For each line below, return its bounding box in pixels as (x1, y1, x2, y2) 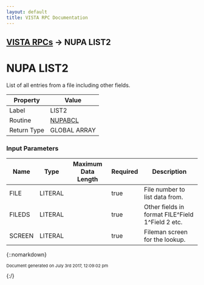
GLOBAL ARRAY (50, 126, 96, 134)
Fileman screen (143, 228, 188, 236)
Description (152, 168, 187, 176)
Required (111, 168, 138, 176)
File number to (143, 185, 185, 194)
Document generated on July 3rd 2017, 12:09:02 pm (6, 263, 108, 269)
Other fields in (143, 203, 185, 211)
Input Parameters (6, 144, 59, 153)
